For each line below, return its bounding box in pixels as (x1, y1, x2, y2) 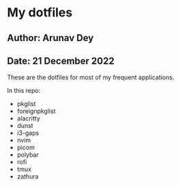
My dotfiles (7, 5, 73, 21)
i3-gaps (16, 129, 40, 137)
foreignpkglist (16, 107, 56, 116)
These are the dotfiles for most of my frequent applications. (7, 73, 175, 81)
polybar (16, 150, 39, 159)
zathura (16, 172, 39, 181)
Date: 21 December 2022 (7, 55, 115, 66)
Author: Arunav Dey (7, 32, 94, 44)
